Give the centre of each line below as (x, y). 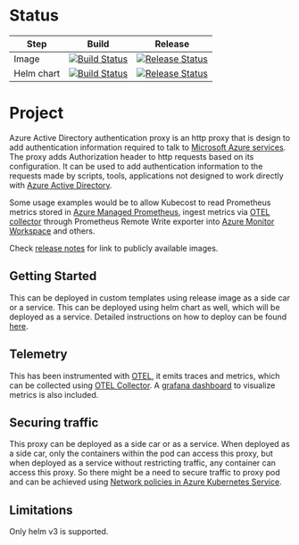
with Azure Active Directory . (61, 185)
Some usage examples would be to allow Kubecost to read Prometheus (140, 202)
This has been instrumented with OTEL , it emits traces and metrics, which (145, 376)
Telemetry (38, 355)
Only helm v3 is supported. (59, 532)
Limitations (41, 510)
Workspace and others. (52, 231)
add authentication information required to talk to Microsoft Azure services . (148, 147)
